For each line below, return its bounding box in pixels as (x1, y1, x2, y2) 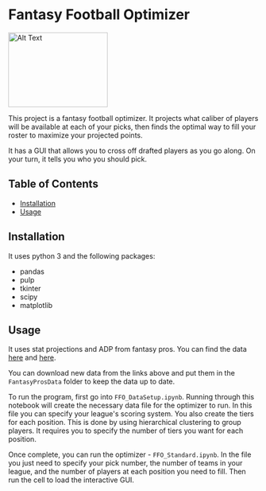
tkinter (19, 283, 41, 293)
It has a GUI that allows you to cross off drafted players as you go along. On (8, 146, 256, 155)
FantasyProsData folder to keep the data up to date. (8, 376, 175, 387)
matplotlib (19, 300, 53, 310)
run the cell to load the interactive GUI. (8, 475, 135, 485)
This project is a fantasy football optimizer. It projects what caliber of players (8, 113, 259, 123)
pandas (19, 267, 45, 276)
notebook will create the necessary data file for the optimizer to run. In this (8, 400, 253, 411)
